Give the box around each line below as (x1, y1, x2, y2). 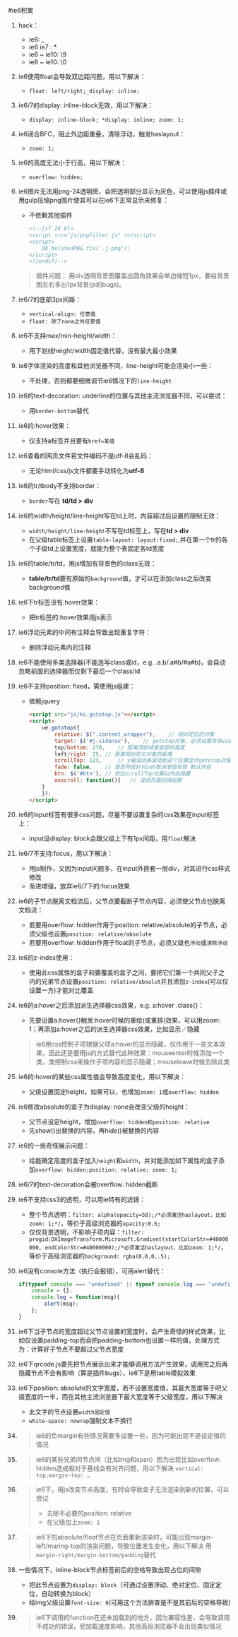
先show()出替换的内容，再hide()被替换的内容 (28, 1126, 160, 1135)
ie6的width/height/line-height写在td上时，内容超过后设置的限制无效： (18, 511, 221, 520)
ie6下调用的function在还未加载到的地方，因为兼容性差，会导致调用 (35, 1613, 230, 1621)
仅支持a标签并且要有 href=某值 (28, 436, 115, 445)
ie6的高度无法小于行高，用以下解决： (18, 158, 127, 167)
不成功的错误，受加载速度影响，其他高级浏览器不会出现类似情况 (35, 1621, 222, 1630)
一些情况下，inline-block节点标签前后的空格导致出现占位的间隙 (18, 1565, 202, 1573)
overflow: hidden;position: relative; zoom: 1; (35, 1166, 178, 1174)
